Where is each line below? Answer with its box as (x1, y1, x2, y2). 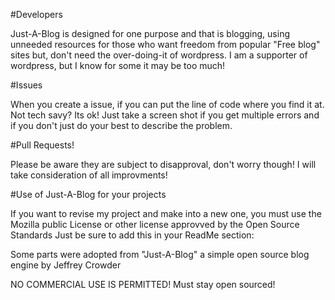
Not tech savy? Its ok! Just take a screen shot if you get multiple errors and (10, 109, 320, 121)
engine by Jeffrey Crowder (10, 259, 122, 271)
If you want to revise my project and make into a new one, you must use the (10, 208, 322, 219)
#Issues (10, 79, 43, 91)
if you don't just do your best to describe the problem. (10, 120, 233, 131)
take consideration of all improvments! (10, 169, 168, 181)
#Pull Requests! (10, 139, 75, 151)
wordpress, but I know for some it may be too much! (10, 60, 226, 71)
